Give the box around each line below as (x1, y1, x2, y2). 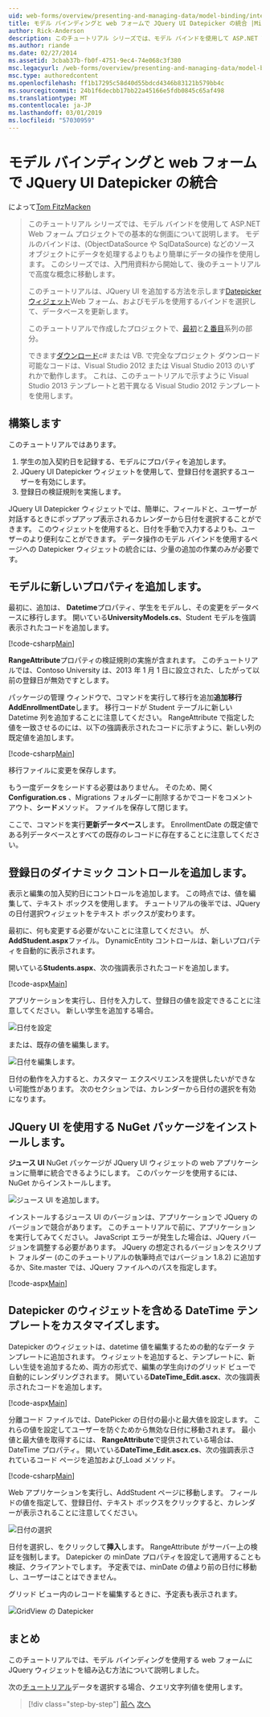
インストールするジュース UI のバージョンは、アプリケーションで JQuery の (8, 1212, 258, 1222)
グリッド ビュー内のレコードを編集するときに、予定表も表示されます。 (8, 1589, 243, 1599)
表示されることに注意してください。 (22, 1507, 142, 1517)
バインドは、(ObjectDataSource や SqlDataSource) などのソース (42, 239, 256, 249)
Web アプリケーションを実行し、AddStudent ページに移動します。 (8, 1487, 227, 1497)
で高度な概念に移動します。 (27, 269, 120, 278)
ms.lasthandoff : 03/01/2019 (8, 109, 103, 117)
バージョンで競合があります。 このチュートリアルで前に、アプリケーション (8, 1222, 256, 1232)
